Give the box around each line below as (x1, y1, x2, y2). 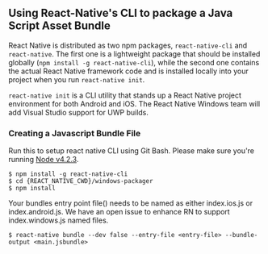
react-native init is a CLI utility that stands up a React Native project (8, 90, 242, 100)
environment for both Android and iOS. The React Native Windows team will (8, 98, 261, 108)
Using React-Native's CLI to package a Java (8, 6, 233, 20)
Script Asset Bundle (8, 19, 111, 33)
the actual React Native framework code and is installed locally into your (8, 66, 249, 76)
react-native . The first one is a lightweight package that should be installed (8, 48, 261, 59)
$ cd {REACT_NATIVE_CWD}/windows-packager (8, 177, 153, 185)
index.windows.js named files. (8, 215, 109, 225)
